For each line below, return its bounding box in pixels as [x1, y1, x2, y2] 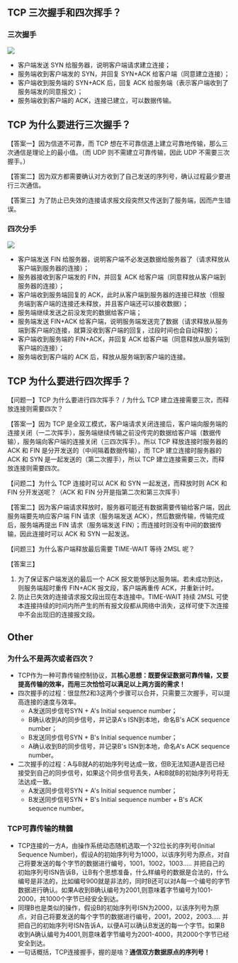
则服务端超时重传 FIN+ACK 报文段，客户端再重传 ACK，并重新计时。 [17, 583, 218, 592]
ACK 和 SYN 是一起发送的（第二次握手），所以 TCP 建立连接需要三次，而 [7, 455, 219, 463]
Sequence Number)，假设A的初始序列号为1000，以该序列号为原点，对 [17, 850, 225, 859]
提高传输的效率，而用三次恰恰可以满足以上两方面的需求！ [17, 680, 186, 688]
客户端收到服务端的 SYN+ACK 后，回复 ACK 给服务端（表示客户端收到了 [17, 78, 229, 87]
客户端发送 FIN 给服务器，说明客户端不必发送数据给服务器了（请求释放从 [17, 255, 230, 263]
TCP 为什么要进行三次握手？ [7, 119, 131, 131]
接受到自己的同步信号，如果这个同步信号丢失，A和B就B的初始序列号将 [17, 769, 223, 777]
